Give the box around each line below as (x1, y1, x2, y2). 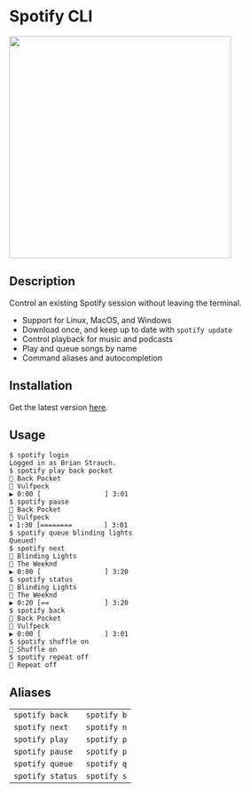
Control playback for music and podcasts (21, 333, 173, 344)
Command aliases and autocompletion (21, 353, 163, 363)
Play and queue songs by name (21, 343, 137, 353)
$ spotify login (9, 451, 69, 460)
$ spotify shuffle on (9, 638, 90, 646)
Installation (9, 378, 73, 393)
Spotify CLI (9, 6, 93, 27)
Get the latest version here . (9, 401, 108, 412)
